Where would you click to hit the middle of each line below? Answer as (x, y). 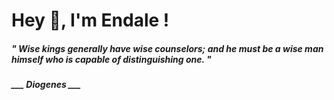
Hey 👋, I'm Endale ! (90, 20)
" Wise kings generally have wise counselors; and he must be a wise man (167, 48)
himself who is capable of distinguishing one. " (111, 59)
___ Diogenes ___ (46, 85)
